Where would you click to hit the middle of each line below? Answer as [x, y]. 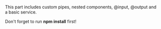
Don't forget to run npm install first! [41, 22]
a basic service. [21, 12]
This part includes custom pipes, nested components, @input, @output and [81, 7]
